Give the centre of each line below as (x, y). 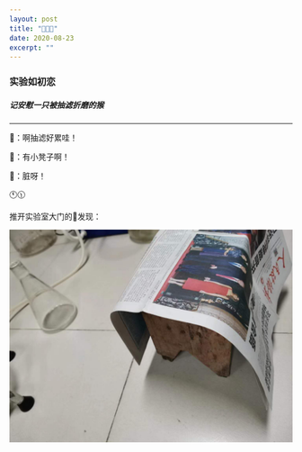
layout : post (34, 19)
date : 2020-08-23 (42, 38)
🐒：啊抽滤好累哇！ (44, 138)
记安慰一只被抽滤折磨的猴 (57, 104)
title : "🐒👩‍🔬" (34, 28)
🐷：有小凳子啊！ (40, 157)
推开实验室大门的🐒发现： (55, 217)
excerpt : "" (31, 48)
